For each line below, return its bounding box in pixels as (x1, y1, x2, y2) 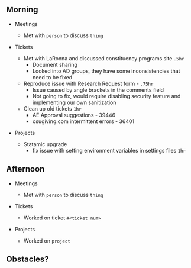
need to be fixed (32, 73, 73, 80)
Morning (6, 5, 38, 15)
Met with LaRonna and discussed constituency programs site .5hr (23, 54, 184, 62)
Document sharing (32, 61, 78, 68)
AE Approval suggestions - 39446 (32, 111, 116, 118)
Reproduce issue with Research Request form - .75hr (23, 80, 154, 87)
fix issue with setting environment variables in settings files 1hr (32, 147, 186, 154)
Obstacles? (6, 254, 49, 264)
